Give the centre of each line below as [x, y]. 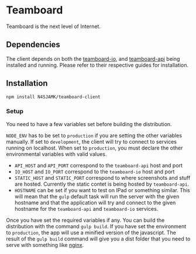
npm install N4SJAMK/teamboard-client [53, 97]
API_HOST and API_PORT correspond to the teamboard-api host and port [99, 165]
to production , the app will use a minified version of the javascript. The [91, 232]
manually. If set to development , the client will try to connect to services [92, 141]
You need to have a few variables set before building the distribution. [89, 124]
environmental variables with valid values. [56, 154]
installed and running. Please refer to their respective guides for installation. [97, 65]
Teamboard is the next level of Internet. [54, 26]
